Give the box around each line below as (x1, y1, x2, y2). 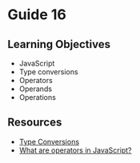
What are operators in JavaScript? (18, 145, 132, 155)
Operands (18, 84, 53, 93)
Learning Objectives (7, 38, 111, 51)
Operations (18, 93, 57, 101)
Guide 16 (7, 6, 67, 24)
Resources (7, 116, 62, 129)
